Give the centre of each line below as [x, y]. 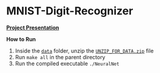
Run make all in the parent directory [60, 57]
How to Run [21, 39]
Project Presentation [33, 28]
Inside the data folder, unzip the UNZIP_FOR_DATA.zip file [84, 51]
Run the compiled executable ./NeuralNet [67, 63]
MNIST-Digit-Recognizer [70, 11]
